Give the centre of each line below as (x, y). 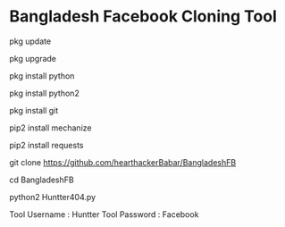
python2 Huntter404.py (53, 197)
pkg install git (34, 110)
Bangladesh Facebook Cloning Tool (143, 17)
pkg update (30, 41)
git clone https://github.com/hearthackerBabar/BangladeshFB (123, 162)
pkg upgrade (33, 58)
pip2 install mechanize (50, 128)
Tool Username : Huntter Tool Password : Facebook (104, 214)
